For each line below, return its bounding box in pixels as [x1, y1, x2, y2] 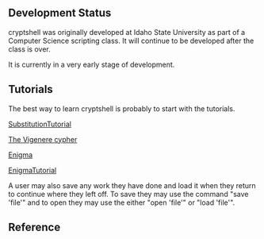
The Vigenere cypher [8, 134, 78, 144]
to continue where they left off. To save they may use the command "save [8, 189, 249, 199]
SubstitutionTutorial [8, 119, 71, 129]
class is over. [8, 44, 51, 54]
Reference [8, 221, 61, 234]
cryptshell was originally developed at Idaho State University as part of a [8, 27, 246, 37]
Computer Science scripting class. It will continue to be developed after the [8, 36, 254, 45]
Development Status [8, 6, 112, 20]
